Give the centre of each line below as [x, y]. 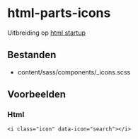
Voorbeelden [36, 95]
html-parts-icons [59, 13]
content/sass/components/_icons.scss [74, 72]
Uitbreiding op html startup [47, 33]
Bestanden [32, 55]
